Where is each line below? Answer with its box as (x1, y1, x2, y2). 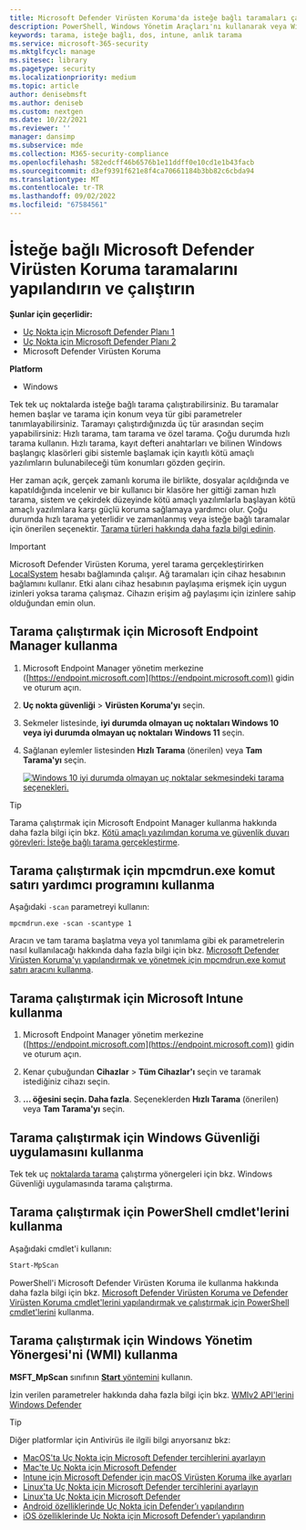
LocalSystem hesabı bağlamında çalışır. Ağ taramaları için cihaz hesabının (9, 568, 286, 579)
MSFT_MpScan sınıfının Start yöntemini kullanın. (9, 1371, 193, 1382)
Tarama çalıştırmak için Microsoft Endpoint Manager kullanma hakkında (9, 817, 278, 828)
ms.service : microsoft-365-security (9, 38, 148, 48)
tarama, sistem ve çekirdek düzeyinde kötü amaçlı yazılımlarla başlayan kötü (9, 494, 296, 505)
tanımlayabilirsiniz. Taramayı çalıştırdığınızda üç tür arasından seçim (9, 417, 264, 429)
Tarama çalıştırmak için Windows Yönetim (9, 1333, 253, 1348)
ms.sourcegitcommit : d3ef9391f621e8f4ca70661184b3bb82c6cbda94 (9, 166, 255, 175)
